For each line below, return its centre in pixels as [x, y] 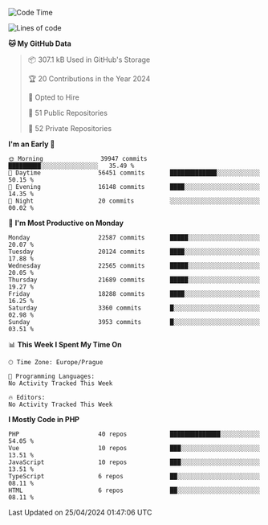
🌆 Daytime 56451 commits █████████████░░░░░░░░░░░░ [134, 173]
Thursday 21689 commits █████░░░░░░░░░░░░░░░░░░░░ [134, 280]
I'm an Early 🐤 [32, 144]
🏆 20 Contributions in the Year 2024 [89, 79]
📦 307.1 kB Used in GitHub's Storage [89, 59]
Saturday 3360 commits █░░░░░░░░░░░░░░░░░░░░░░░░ [134, 308]
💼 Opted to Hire [54, 97]
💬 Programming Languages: [51, 376]
